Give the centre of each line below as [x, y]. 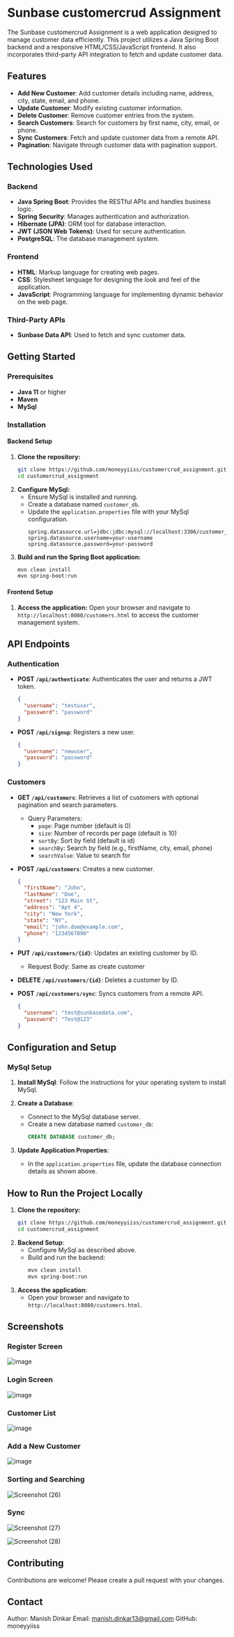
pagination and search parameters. [68, 805]
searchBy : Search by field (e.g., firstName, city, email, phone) [125, 847]
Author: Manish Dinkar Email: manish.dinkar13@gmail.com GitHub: [102, 1619]
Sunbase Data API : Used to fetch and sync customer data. [101, 335]
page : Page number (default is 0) [84, 825]
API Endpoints [39, 644]
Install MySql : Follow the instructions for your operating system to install [122, 1082]
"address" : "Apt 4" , [54, 907]
